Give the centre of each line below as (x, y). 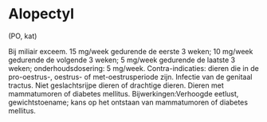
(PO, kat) (23, 36)
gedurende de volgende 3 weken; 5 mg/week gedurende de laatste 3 (122, 60)
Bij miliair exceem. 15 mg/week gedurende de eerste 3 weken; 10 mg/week (131, 51)
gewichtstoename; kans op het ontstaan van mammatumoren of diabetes (128, 102)
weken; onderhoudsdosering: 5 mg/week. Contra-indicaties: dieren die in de (133, 68)
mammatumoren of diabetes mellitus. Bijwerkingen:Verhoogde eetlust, (124, 93)
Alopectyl (41, 14)
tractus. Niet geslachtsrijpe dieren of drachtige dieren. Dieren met (116, 85)
